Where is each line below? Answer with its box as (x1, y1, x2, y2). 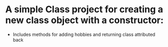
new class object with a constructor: (5, 14, 164, 26)
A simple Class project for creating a (5, 4, 163, 15)
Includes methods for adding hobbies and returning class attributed (12, 31, 155, 37)
